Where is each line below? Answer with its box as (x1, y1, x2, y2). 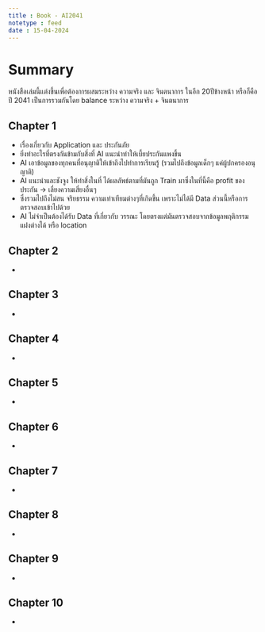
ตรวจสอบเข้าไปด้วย (19, 203, 71, 213)
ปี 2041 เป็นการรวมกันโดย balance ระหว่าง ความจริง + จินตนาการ (8, 96, 189, 105)
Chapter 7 (8, 464, 58, 477)
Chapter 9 (8, 552, 60, 565)
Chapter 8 (8, 508, 60, 522)
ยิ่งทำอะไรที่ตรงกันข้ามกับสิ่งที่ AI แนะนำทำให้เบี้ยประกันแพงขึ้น (19, 149, 182, 159)
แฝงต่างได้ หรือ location (19, 220, 87, 230)
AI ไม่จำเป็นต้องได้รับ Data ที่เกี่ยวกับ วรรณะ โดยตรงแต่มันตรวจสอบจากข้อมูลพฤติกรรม (19, 212, 249, 221)
